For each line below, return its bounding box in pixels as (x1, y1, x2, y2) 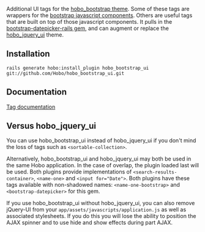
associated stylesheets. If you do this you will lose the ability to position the (6, 212, 196, 220)
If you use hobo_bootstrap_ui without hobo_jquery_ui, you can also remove (6, 200, 195, 207)
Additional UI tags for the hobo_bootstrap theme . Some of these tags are (6, 5, 190, 12)
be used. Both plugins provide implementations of (6, 168, 132, 176)
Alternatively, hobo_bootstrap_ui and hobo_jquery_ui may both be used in (6, 155, 192, 162)
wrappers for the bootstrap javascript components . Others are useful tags (6, 12, 193, 19)
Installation (6, 49, 50, 59)
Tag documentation (6, 103, 56, 111)
